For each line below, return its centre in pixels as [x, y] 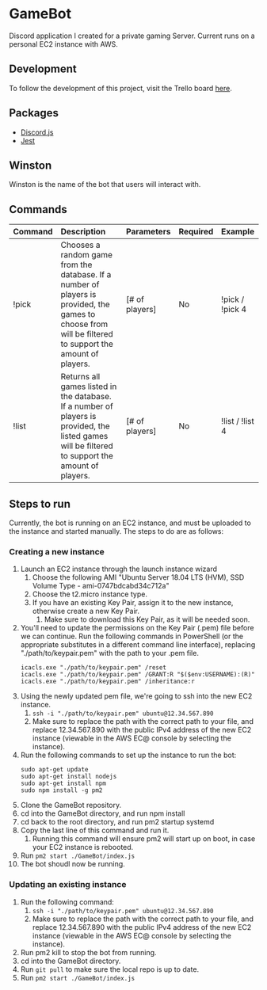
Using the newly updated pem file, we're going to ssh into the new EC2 [136, 696]
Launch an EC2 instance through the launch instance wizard [118, 569]
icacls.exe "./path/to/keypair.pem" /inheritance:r [107, 682]
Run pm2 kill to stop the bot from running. [88, 952]
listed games [84, 436]
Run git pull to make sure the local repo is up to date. [110, 969]
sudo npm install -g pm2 [61, 790]
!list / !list [238, 421]
